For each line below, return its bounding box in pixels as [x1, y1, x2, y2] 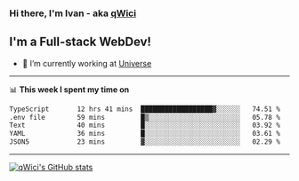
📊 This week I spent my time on [9, 83, 130, 95]
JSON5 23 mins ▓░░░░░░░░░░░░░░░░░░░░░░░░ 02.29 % [9, 138, 280, 146]
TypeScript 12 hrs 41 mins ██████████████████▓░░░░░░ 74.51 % [9, 105, 280, 114]
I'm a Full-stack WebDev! [9, 35, 151, 50]
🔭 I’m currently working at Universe [21, 58, 152, 68]
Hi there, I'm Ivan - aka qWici [9, 7, 136, 20]
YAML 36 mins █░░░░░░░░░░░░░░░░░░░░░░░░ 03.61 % [9, 130, 280, 138]
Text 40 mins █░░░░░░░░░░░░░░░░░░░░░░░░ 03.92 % [9, 121, 280, 130]
